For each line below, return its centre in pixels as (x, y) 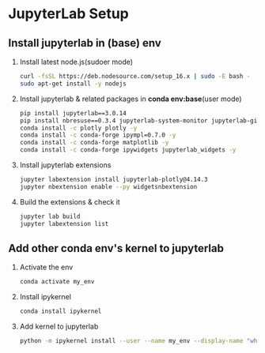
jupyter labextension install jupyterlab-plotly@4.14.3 (114, 179)
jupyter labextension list (64, 223)
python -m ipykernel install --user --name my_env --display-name (131, 341)
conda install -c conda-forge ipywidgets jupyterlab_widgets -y (128, 150)
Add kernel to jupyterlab (59, 327)
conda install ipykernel (61, 312)
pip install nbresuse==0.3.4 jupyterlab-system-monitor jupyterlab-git (140, 120)
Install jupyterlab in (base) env (85, 43)
